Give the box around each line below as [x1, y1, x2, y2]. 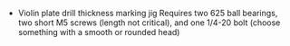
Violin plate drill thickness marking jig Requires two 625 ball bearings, [17, 8, 278, 18]
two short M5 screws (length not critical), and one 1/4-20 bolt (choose [17, 17, 281, 28]
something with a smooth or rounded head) [17, 27, 180, 37]
